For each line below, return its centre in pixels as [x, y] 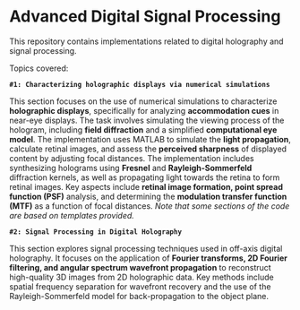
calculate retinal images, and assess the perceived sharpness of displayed [148, 149]
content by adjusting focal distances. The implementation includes [132, 158]
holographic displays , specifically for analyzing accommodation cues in [144, 110]
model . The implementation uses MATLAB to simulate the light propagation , [150, 139]
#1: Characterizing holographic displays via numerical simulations [140, 84]
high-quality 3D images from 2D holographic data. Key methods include [142, 277]
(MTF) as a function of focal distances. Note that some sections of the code [150, 206]
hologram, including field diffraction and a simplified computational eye [143, 129]
